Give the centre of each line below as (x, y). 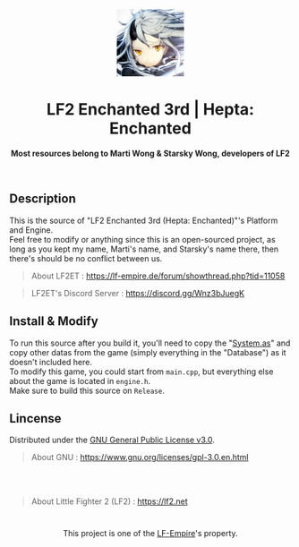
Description (43, 199)
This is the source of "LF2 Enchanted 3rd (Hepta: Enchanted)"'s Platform (144, 220)
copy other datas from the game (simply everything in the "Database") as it (148, 352)
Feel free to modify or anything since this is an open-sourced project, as (142, 239)
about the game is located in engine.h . (80, 380)
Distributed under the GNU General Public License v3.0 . (112, 440)
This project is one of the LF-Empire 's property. (150, 533)
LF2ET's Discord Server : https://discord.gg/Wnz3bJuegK (137, 293)
